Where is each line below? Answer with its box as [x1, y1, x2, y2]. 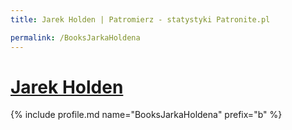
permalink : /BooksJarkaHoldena [10, 32, 141, 43]
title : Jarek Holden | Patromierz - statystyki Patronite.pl [10, 14, 271, 25]
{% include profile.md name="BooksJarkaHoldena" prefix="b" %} [10, 109, 283, 121]
